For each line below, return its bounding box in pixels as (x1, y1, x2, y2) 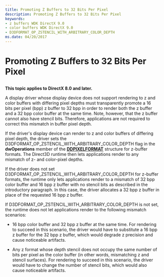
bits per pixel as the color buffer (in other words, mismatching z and (12, 252, 149, 258)
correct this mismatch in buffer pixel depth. (5, 121, 92, 127)
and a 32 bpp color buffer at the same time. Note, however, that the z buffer (5, 111, 158, 117)
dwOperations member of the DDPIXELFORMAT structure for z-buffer (5, 146, 148, 152)
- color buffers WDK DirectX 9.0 (5, 25, 73, 30)
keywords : (5, 16, 25, 21)
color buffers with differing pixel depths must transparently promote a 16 (5, 100, 151, 106)
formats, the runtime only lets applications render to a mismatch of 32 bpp (5, 176, 155, 182)
